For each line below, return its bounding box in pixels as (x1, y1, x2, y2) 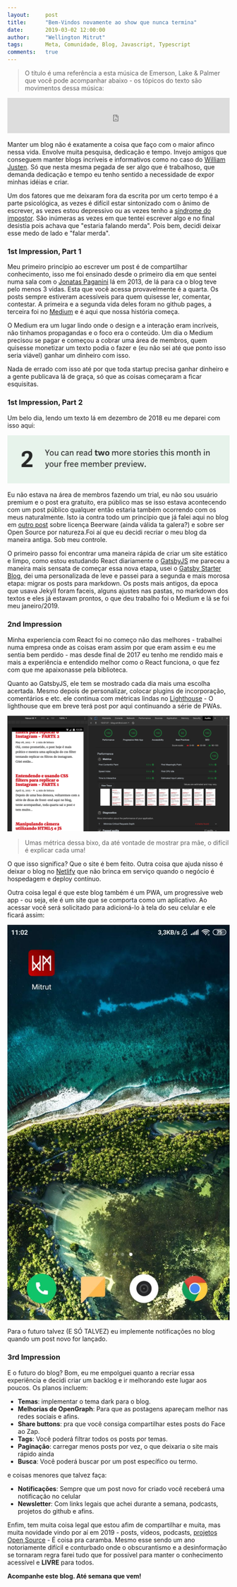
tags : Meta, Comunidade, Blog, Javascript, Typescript (7, 41, 191, 49)
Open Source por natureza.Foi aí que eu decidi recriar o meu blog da (7, 528, 207, 536)
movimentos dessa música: (24, 84, 104, 92)
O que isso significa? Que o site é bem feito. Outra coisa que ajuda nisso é (7, 859, 224, 868)
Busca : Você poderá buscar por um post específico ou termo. (17, 1457, 198, 1466)
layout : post (7, 11, 59, 18)
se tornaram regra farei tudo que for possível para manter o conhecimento (7, 1550, 224, 1559)
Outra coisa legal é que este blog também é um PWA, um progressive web (7, 888, 224, 897)
